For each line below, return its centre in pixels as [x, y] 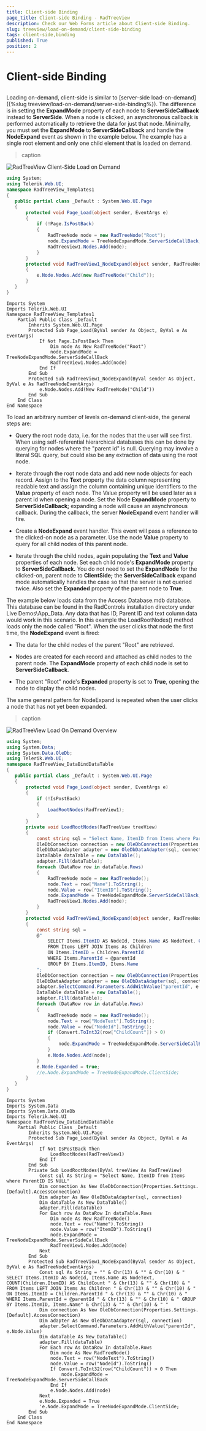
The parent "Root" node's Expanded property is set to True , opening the [107, 681]
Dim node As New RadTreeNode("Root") [98, 346]
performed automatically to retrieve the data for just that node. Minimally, [99, 124]
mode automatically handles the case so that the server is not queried [103, 582]
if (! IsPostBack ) [59, 798]
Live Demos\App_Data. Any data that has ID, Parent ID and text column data [102, 613]
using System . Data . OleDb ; [39, 753]
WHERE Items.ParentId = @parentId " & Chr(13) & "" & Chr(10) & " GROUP [101, 1299]
